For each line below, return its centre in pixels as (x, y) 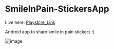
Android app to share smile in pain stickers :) (50, 32)
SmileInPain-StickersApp (57, 9)
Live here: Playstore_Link (30, 22)
